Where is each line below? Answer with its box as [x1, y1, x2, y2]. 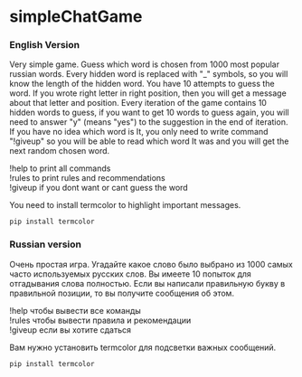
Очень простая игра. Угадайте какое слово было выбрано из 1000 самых [9, 259, 294, 269]
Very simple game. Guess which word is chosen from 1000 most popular [9, 59, 280, 70]
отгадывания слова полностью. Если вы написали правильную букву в [9, 278, 286, 288]
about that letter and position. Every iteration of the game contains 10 [9, 98, 267, 108]
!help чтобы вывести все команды [9, 305, 142, 316]
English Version [9, 39, 80, 52]
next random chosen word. [9, 146, 110, 156]
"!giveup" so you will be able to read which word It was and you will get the [9, 136, 289, 146]
